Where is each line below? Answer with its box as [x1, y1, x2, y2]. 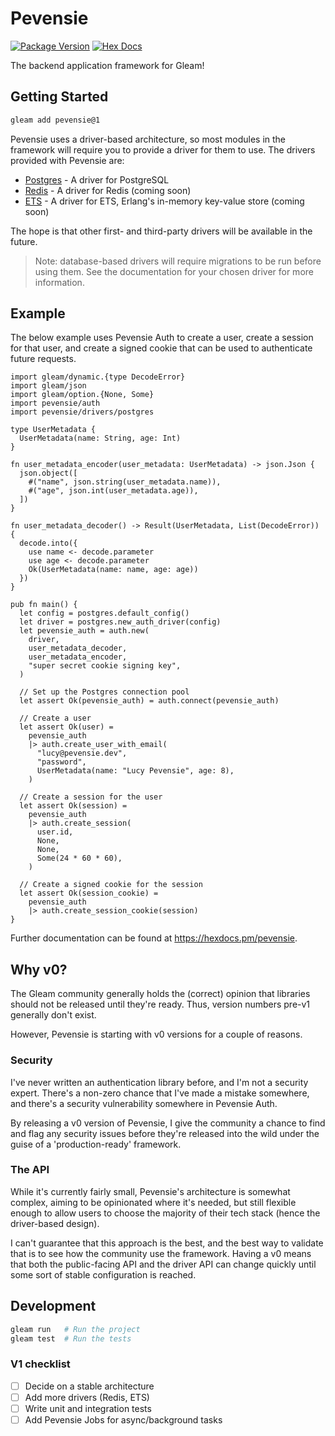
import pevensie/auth [10, 398, 101, 409]
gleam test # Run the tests [10, 1333, 132, 1344]
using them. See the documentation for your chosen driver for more [34, 265, 314, 277]
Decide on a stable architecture [24, 1380, 155, 1392]
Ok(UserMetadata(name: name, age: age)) [28, 565, 199, 575]
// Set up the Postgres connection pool [19, 687, 190, 697]
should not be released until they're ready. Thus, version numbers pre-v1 [10, 998, 311, 1011]
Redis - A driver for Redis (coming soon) [24, 184, 192, 196]
